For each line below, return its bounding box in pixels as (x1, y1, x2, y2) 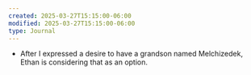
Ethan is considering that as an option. (19, 57, 148, 67)
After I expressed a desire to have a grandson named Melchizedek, (19, 49, 244, 59)
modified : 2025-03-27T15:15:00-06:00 (8, 19, 136, 27)
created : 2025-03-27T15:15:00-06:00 (8, 11, 132, 20)
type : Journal (8, 27, 56, 35)
